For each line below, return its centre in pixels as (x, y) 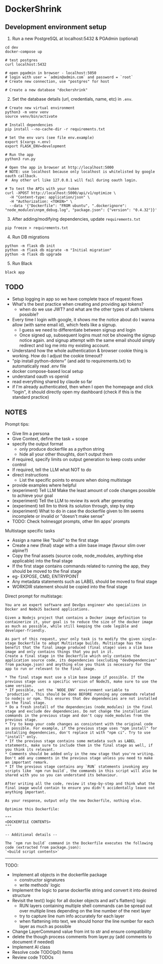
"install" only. (21, 737)
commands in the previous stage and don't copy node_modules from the (78, 716)
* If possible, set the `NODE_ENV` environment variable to (67, 690)
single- (150, 639)
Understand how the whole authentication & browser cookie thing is (80, 351)
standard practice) (31, 397)
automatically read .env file (39, 366)
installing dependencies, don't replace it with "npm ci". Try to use (78, 733)
